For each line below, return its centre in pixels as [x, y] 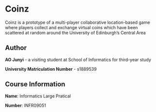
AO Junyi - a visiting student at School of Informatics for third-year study [78, 60]
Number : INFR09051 [25, 105]
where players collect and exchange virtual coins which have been [71, 27]
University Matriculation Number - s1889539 [51, 69]
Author [16, 48]
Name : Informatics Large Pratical [38, 96]
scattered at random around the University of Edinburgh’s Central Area [76, 32]
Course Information [35, 84]
